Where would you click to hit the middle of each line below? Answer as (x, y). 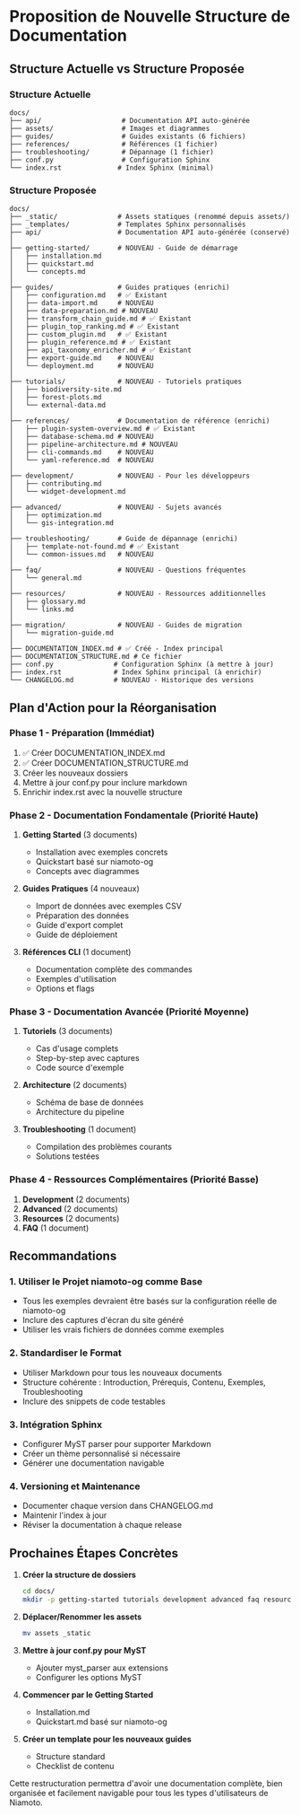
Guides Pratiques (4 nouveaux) (81, 889)
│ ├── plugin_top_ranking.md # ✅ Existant (94, 327)
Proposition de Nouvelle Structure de (150, 17)
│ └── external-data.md (57, 406)
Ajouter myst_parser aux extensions (102, 1668)
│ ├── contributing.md (56, 484)
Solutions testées (68, 1156)
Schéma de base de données (90, 1102)
